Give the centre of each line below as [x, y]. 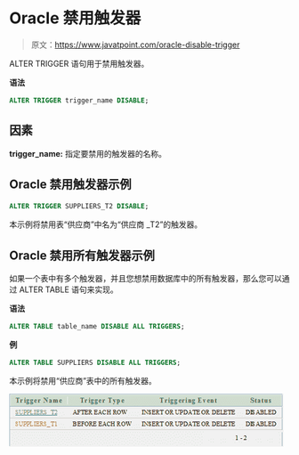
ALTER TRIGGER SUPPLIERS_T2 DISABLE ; [79, 207]
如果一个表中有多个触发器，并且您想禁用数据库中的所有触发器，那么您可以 [145, 279]
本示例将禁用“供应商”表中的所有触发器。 [83, 380]
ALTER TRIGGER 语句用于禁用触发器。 [79, 63]
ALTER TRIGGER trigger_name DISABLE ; [79, 100]
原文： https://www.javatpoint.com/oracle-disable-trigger [135, 45]
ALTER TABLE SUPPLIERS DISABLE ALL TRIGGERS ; [95, 362]
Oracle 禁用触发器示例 [70, 185]
